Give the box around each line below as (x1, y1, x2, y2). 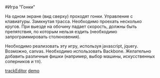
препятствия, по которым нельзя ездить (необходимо (5, 29, 117, 34)
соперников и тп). (5, 59, 42, 64)
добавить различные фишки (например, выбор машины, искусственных (5, 53, 155, 59)
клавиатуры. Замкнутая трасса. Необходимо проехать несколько (5, 19, 142, 24)
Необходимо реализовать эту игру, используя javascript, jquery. (5, 43, 138, 49)
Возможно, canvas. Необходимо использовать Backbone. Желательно (5, 48, 151, 54)
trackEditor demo (5, 68, 40, 74)
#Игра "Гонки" (5, 4, 35, 10)
